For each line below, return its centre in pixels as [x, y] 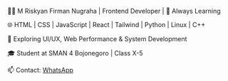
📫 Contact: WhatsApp [40, 70]
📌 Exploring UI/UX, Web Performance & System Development [97, 39]
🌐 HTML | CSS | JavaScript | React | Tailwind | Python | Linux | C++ [106, 25]
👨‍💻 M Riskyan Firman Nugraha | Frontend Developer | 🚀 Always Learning [114, 11]
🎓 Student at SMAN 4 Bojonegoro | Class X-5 [75, 53]
